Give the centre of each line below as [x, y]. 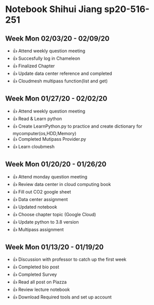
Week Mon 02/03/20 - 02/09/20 [57, 38]
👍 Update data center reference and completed [62, 73]
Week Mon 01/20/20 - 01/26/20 [56, 164]
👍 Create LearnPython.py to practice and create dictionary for [77, 126]
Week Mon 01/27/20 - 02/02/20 [56, 99]
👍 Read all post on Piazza [40, 282]
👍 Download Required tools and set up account [62, 297]
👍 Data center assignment [40, 199]
